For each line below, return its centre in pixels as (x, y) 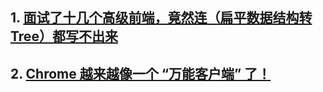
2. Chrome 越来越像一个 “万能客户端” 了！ (141, 73)
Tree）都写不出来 (64, 36)
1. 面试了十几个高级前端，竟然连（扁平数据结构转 (161, 18)
